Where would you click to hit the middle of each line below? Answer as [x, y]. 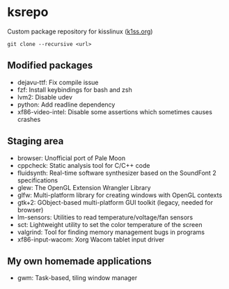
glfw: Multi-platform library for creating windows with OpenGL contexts [120, 195]
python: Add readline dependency [66, 104]
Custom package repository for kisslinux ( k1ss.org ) [80, 31]
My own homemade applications [79, 261]
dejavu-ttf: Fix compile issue [58, 82]
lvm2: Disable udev [45, 97]
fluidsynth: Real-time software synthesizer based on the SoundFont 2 [117, 173]
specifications [37, 180]
